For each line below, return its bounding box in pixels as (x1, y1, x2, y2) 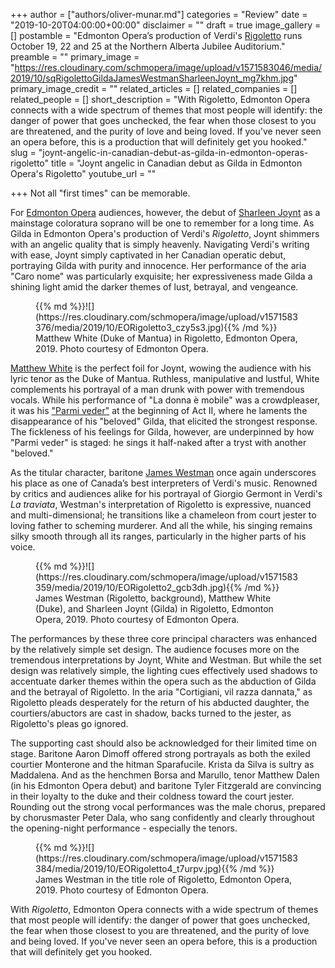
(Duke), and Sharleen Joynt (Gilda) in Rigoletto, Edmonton (35, 603, 274, 614)
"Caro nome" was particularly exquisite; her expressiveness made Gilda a (10, 270, 313, 282)
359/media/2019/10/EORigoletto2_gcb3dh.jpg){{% (35, 582, 243, 593)
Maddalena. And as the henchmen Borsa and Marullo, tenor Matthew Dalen (10, 769, 320, 781)
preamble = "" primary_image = (10, 51, 140, 63)
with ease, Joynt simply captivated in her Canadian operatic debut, (10, 249, 287, 261)
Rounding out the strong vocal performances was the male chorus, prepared (10, 801, 326, 813)
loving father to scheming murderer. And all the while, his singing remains (10, 520, 313, 531)
